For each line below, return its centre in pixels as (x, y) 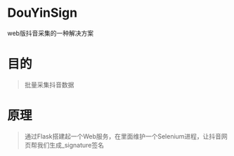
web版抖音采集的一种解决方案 (50, 33)
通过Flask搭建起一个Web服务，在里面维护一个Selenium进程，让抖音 (123, 136)
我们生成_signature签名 (70, 145)
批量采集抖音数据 (49, 85)
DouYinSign (43, 13)
